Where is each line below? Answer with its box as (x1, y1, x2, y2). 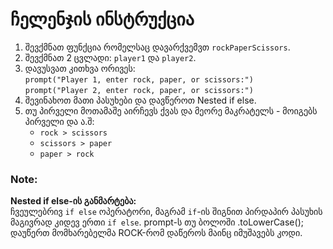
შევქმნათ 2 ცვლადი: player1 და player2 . (24, 51, 197, 63)
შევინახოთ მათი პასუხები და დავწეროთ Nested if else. (24, 94, 257, 106)
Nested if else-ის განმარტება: (10, 195, 137, 207)
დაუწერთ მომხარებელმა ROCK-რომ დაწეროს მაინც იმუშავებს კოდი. (10, 227, 303, 239)
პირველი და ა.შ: (24, 115, 95, 127)
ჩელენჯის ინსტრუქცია (10, 8, 195, 31)
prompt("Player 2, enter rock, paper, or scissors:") (24, 85, 254, 95)
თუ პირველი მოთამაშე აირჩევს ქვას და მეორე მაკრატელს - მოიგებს (24, 104, 318, 117)
